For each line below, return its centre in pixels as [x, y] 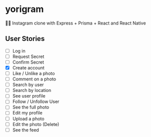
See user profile [29, 96]
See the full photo [31, 107]
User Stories [25, 39]
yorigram [24, 9]
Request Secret [28, 56]
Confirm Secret [28, 62]
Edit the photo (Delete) [36, 124]
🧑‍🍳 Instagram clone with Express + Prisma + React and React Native [75, 23]
